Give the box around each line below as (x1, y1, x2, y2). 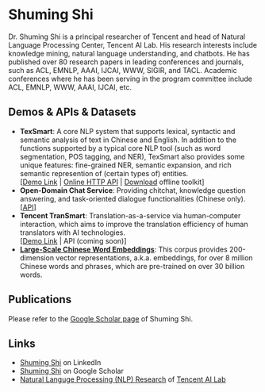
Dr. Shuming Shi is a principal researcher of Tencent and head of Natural (8, 32, 246, 41)
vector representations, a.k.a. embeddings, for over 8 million (55, 252, 253, 263)
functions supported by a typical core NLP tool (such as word (19, 143, 221, 152)
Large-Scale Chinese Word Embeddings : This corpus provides (19, 244, 228, 254)
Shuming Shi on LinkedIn (19, 358, 102, 367)
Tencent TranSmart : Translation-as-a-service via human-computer (19, 210, 241, 220)
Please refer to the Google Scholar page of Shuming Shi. (8, 313, 193, 323)
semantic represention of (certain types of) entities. (19, 168, 189, 178)
